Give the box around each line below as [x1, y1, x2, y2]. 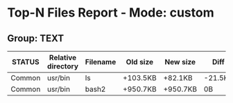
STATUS [11, 57, 40, 66]
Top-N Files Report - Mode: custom [7, 5, 214, 21]
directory [47, 62, 78, 71]
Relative [49, 53, 77, 62]
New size [164, 57, 196, 66]
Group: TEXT [7, 32, 64, 44]
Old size [126, 57, 154, 66]
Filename [85, 57, 116, 66]
